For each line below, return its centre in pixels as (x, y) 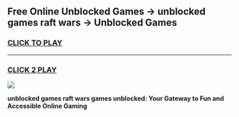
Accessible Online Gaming (47, 106)
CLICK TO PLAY (35, 43)
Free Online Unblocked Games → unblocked (107, 12)
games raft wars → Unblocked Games (92, 23)
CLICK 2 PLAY (32, 69)
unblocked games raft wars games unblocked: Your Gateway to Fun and (116, 98)
